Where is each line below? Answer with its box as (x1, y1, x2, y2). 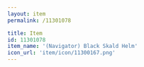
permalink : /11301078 (7, 17, 72, 24)
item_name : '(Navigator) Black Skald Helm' (7, 43, 138, 50)
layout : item (7, 10, 46, 18)
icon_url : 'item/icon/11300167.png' (7, 49, 116, 56)
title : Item (7, 30, 43, 37)
